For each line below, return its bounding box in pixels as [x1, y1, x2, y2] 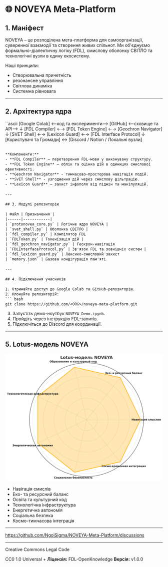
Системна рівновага [12, 88, 56, 94]
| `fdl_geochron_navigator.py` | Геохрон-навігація [5, 241, 115, 247]
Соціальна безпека [12, 513, 53, 519]
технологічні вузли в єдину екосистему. [5, 53, 90, 58]
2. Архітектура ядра [5, 107, 71, 116]
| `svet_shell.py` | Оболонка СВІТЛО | [5, 226, 88, 232]
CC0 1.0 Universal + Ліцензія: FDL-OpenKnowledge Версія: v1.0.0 [5, 556, 143, 563]
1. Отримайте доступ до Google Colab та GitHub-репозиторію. [5, 286, 135, 292]
